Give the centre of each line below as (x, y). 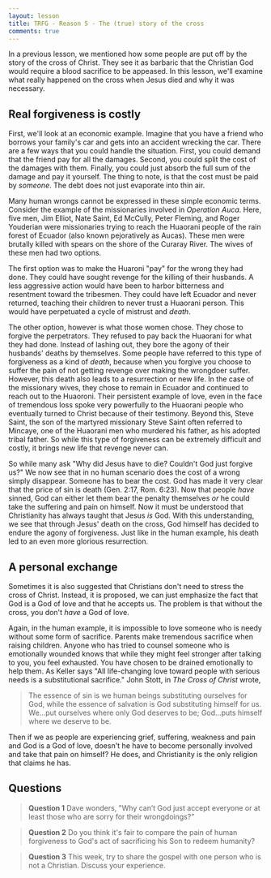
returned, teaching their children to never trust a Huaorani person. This (126, 303)
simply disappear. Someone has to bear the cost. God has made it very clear (136, 481)
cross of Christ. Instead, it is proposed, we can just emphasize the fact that (133, 595)
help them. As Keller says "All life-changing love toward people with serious (134, 671)
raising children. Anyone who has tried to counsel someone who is (119, 645)
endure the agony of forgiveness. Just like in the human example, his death (133, 533)
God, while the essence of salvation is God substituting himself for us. (145, 704)
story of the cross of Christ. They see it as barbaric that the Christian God (131, 62)
